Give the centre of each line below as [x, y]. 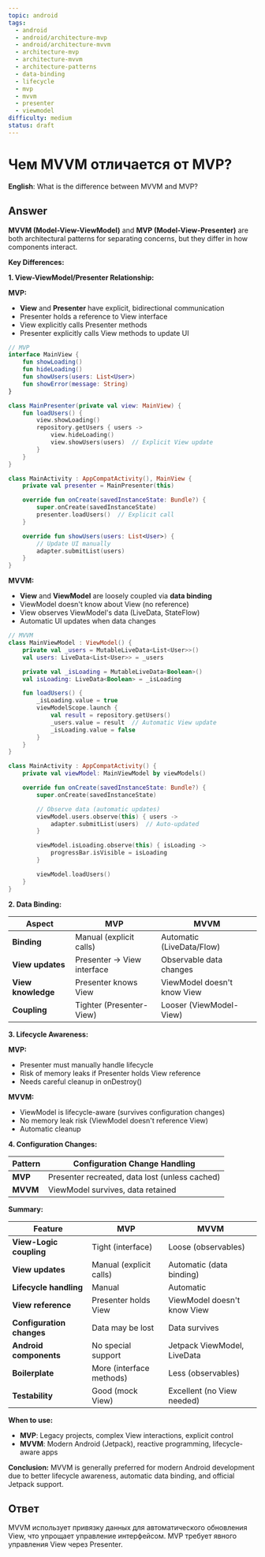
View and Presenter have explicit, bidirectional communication [122, 307]
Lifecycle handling [48, 1287]
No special [112, 1345]
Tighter [88, 1004]
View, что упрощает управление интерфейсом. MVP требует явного [123, 1536]
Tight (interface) [122, 1246]
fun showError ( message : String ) [75, 384]
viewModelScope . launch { [77, 708]
